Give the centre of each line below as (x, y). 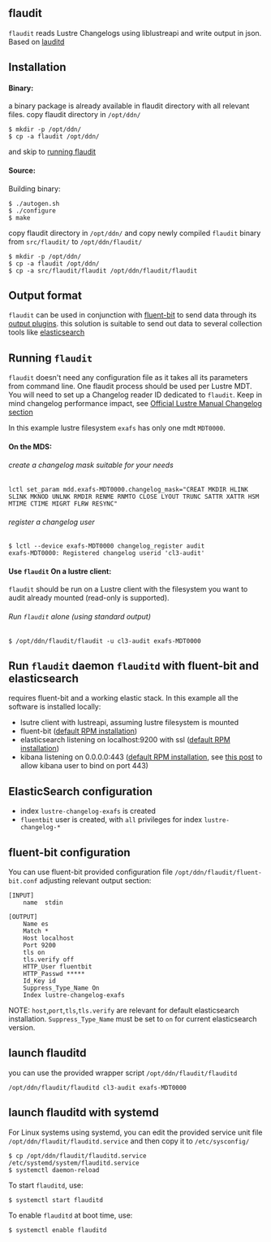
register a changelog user (52, 522)
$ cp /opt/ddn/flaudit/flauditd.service (78, 1156)
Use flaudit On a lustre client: (60, 571)
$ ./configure (32, 211)
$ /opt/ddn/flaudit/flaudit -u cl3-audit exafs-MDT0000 (105, 641)
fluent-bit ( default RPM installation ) (79, 731)
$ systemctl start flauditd (56, 1200)
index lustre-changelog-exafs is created (88, 811)
